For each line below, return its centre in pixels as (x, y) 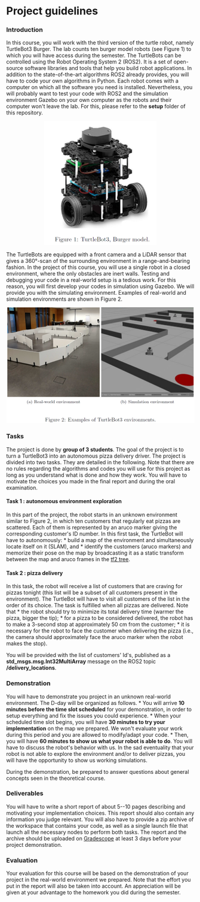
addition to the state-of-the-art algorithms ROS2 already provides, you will (98, 75)
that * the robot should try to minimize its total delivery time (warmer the (95, 612)
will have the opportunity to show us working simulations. (77, 760)
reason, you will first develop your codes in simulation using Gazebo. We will (100, 286)
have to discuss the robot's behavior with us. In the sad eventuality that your (100, 747)
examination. (22, 488)
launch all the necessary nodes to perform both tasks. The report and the (96, 832)
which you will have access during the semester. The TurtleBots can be (94, 56)
